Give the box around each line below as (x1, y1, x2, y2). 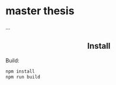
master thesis (5, 4, 75, 18)
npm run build (5, 74, 41, 80)
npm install (5, 68, 35, 74)
